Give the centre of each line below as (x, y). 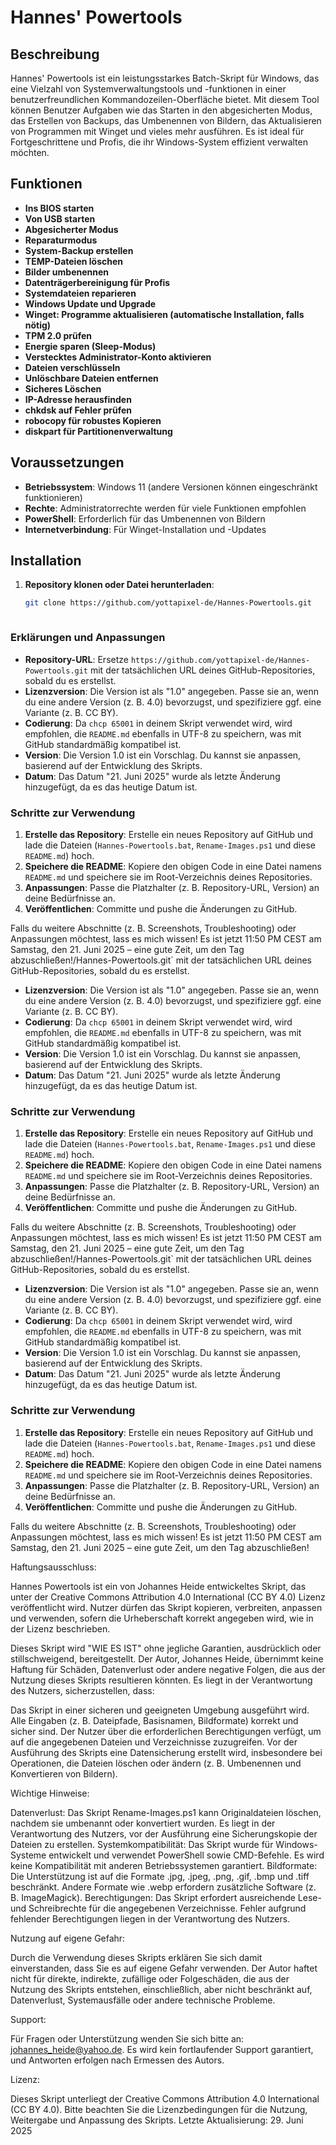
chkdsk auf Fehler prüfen (78, 410)
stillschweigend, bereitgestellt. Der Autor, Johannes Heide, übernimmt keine (167, 1658)
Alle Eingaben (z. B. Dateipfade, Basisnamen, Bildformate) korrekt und (154, 1720)
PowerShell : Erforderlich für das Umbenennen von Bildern (145, 518)
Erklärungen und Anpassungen (88, 638)
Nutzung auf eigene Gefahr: (68, 1938)
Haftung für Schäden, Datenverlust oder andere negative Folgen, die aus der (168, 1669)
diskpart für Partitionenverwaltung (98, 431)
